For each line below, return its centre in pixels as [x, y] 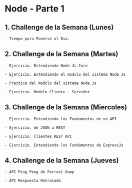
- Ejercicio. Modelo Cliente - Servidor [47, 92]
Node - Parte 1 [34, 9]
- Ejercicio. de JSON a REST [35, 128]
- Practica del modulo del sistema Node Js [51, 83]
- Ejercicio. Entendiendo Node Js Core [46, 66]
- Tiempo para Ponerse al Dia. [37, 39]
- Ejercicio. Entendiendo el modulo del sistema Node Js [65, 74]
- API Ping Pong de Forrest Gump [39, 172]
